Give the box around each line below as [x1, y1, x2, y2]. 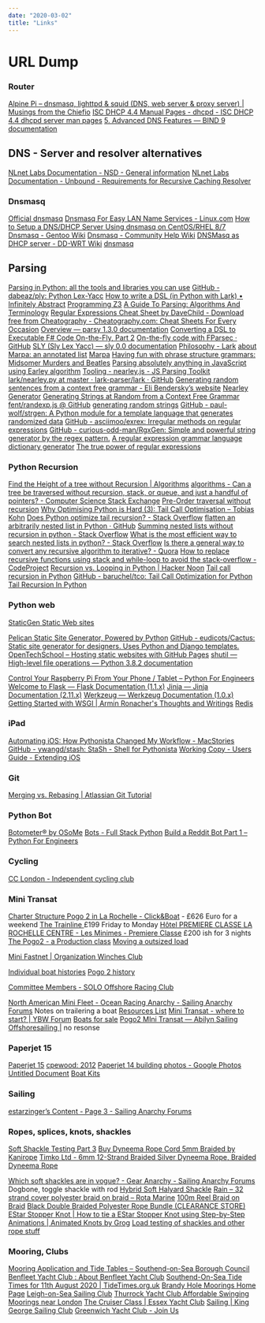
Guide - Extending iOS [8, 752, 81, 762]
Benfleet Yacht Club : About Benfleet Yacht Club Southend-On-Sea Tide [8, 1273, 243, 1282]
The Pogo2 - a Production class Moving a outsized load [8, 936, 189, 946]
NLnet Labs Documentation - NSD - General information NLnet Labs [8, 167, 230, 177]
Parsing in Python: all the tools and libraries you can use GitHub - [8, 282, 220, 292]
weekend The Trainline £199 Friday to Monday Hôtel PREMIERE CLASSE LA [8, 919, 252, 929]
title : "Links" [8, 19, 58, 27]
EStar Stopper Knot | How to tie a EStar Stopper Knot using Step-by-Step [8, 1209, 245, 1219]
